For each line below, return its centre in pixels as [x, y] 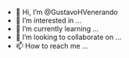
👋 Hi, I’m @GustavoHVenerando [67, 12]
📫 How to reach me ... [52, 46]
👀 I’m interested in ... [48, 20]
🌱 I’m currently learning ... [57, 29]
